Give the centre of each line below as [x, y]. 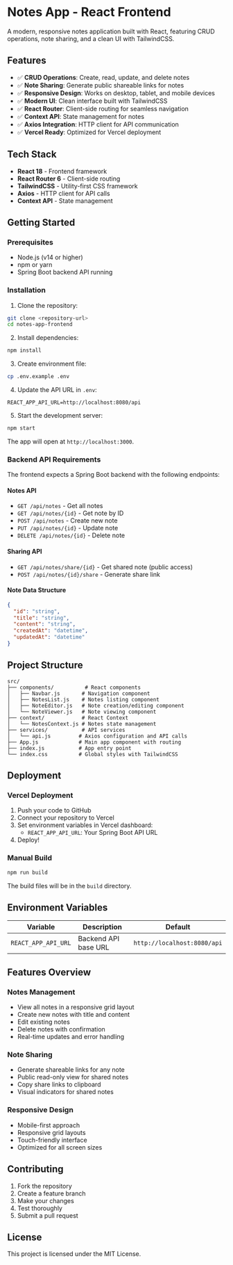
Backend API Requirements [54, 459]
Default [178, 927]
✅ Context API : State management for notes [80, 116]
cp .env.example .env [38, 377]
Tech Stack [32, 155]
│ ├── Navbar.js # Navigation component [79, 693]
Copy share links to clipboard [59, 1084]
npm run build [28, 872]
